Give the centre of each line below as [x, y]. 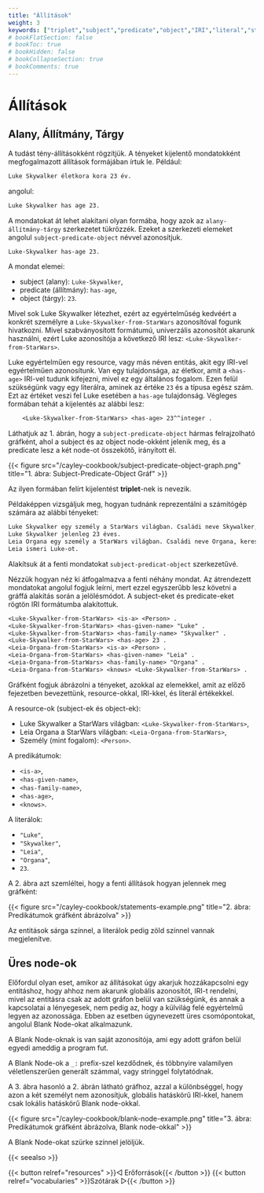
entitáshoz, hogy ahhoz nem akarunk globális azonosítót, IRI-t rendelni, [123, 990]
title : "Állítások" [40, 15]
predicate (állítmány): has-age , [68, 290]
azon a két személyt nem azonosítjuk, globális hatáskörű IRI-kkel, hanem [126, 1095]
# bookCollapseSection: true [56, 60]
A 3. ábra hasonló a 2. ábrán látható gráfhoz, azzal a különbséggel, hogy [126, 1086]
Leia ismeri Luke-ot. [44, 549]
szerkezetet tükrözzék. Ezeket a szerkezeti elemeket [148, 229]
